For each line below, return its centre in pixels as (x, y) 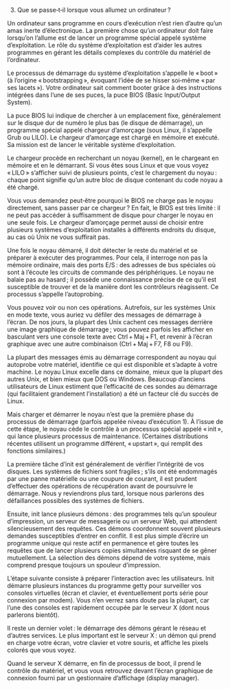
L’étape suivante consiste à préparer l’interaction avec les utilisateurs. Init (111, 578)
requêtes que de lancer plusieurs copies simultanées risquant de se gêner (112, 550)
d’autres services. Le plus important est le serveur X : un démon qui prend (112, 635)
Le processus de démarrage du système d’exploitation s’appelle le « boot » (113, 73)
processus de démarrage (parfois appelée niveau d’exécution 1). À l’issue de (115, 421)
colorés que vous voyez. (42, 650)
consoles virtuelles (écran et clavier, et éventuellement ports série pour (108, 593)
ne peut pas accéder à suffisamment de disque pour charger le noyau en (110, 215)
